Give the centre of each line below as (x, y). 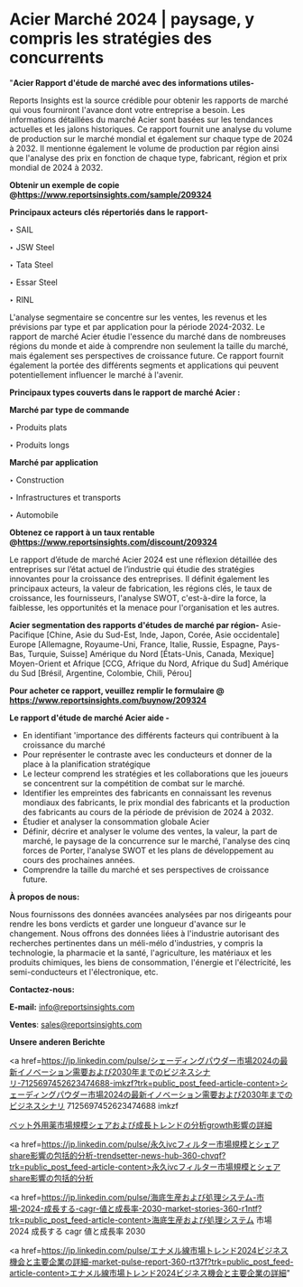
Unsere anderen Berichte (57, 1042)
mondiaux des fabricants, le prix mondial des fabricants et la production (156, 802)
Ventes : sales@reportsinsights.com (76, 1024)
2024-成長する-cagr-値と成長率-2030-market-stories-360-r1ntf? (141, 1208)
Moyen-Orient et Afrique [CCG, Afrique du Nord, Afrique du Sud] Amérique (149, 663)
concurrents (57, 58)
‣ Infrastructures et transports (65, 497)
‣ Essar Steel (34, 282)
